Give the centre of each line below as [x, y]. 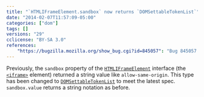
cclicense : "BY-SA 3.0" [36, 40]
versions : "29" [25, 34]
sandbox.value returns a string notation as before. [68, 87]
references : [21, 46]
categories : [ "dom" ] [32, 23]
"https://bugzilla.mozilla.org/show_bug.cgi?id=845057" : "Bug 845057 [107, 51]
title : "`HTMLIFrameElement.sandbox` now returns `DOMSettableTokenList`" [103, 12]
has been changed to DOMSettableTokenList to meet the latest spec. [91, 81]
